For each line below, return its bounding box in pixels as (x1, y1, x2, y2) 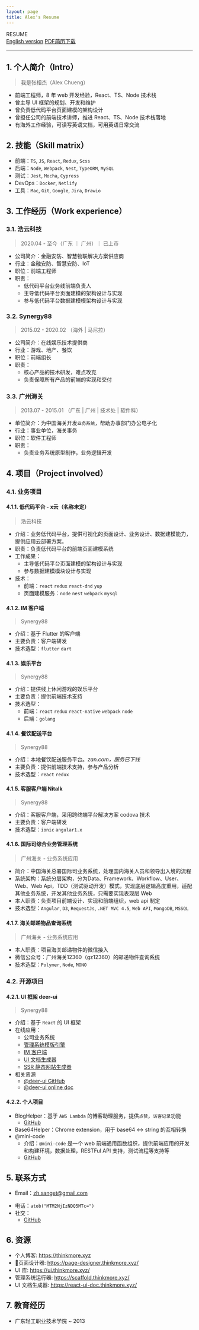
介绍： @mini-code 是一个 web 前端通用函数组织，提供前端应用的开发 (23, 1140, 190, 1147)
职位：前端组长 (14, 354, 52, 361)
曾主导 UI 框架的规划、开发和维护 (14, 99, 96, 106)
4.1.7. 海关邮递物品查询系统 (6, 919, 72, 926)
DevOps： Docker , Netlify (14, 179, 78, 187)
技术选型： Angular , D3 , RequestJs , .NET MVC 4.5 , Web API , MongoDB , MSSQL (14, 904, 189, 912)
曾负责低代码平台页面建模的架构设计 (14, 106, 104, 113)
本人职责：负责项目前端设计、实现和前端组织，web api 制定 (14, 897, 161, 904)
